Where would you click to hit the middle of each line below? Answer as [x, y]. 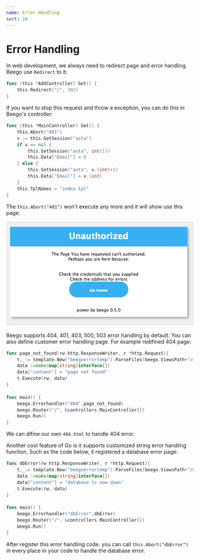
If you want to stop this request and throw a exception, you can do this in [96, 108]
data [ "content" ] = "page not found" [62, 372]
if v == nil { [34, 144]
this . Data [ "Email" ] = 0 [57, 157]
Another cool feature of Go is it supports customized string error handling [96, 445]
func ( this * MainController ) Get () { [53, 126]
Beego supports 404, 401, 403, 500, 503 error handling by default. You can [99, 335]
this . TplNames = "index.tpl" [53, 189]
